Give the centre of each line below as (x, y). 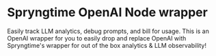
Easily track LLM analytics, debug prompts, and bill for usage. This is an (108, 31)
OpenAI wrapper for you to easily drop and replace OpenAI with (97, 38)
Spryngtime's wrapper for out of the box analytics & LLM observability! (107, 45)
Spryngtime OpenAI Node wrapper (108, 12)
